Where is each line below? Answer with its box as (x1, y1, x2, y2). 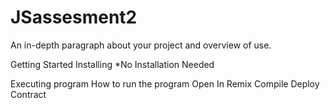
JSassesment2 (10, 6, 138, 29)
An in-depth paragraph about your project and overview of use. (10, 39, 272, 51)
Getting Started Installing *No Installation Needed (10, 58, 215, 70)
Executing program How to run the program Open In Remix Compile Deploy (10, 77, 320, 90)
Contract (10, 88, 47, 100)
